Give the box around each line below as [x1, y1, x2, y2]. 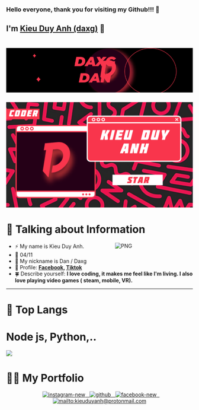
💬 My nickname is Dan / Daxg [14, 258, 87, 265]
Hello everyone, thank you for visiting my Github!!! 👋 [6, 5, 160, 14]
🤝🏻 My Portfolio [6, 371, 84, 384]
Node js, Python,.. [6, 330, 97, 344]
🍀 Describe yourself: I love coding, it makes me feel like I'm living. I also [14, 270, 193, 277]
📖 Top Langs [6, 303, 68, 316]
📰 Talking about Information [6, 223, 146, 236]
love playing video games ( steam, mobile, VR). [14, 276, 133, 284]
